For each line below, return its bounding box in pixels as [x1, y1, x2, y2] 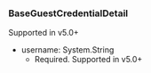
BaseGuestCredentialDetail [8, 7, 129, 20]
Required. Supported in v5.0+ [34, 54, 143, 65]
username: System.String [20, 45, 115, 55]
